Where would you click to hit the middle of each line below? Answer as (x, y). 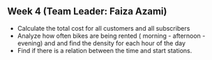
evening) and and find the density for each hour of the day (101, 43)
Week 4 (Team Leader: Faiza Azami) (87, 12)
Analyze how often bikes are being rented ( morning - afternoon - (111, 36)
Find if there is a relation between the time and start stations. (105, 50)
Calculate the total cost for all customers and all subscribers (104, 28)
